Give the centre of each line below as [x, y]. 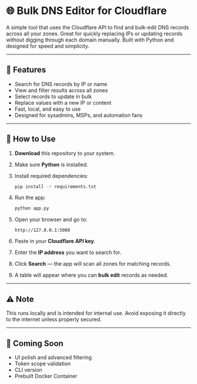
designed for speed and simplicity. [48, 46]
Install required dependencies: [51, 176]
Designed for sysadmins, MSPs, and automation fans [78, 115]
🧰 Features [26, 70]
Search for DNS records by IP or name [61, 84]
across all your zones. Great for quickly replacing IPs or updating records [94, 33]
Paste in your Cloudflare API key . [55, 241]
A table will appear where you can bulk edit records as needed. [91, 275]
